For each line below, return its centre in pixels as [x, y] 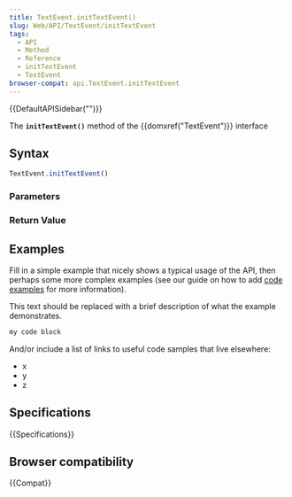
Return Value [38, 221]
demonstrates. [35, 315]
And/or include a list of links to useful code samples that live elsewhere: [140, 349]
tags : [19, 34]
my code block [35, 332]
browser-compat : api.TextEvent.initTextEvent [94, 83]
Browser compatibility [72, 462]
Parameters [35, 197]
